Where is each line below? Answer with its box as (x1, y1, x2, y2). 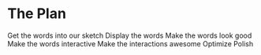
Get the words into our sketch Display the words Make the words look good (7, 31, 252, 40)
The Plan (7, 5, 66, 23)
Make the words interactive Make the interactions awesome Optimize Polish (7, 38, 254, 48)
